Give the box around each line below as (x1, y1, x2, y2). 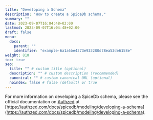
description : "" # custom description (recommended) (9, 71, 119, 76)
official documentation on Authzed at (5, 98, 80, 104)
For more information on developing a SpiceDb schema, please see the (5, 94, 148, 99)
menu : (5, 35, 16, 40)
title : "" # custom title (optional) (9, 67, 87, 72)
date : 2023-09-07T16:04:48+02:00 (5, 21, 73, 26)
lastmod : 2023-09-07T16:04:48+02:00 (5, 25, 80, 30)
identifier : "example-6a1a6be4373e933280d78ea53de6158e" (14, 48, 132, 53)
